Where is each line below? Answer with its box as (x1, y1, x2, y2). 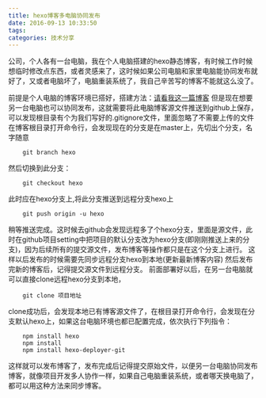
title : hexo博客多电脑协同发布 (8, 11, 101, 20)
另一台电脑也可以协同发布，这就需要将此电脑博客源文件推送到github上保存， (8, 103, 258, 113)
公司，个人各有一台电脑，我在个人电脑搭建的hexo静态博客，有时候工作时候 (8, 56, 253, 66)
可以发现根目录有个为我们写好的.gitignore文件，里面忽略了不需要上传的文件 (8, 113, 255, 123)
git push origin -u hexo (22, 210, 104, 218)
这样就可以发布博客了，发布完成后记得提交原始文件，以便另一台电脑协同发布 (8, 362, 258, 371)
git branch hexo (22, 148, 77, 157)
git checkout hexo (22, 179, 83, 187)
